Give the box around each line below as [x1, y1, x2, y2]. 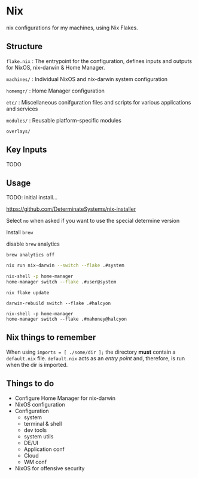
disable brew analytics [6, 240, 60, 247]
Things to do [6, 378, 54, 389]
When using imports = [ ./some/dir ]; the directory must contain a [6, 348, 176, 355]
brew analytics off [6, 252, 55, 258]
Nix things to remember [6, 332, 96, 343]
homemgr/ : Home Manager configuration [6, 87, 105, 94]
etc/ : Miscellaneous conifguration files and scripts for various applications [6, 98, 191, 106]
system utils [23, 432, 54, 440]
